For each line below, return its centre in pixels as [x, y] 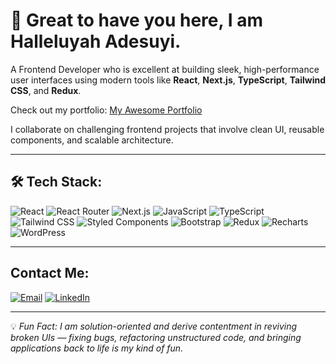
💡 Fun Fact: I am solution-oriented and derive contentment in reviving [154, 326]
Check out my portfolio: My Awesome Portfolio [106, 110]
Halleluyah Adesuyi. [96, 41]
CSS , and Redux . [46, 90]
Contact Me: [50, 273]
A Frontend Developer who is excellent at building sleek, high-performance [165, 69]
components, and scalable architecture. [92, 140]
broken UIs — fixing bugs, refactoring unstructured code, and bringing [156, 337]
